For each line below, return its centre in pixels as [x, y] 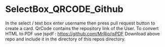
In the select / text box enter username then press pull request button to [80, 23]
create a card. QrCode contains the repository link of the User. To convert [82, 28]
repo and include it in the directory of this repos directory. [65, 39]
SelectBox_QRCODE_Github [64, 9]
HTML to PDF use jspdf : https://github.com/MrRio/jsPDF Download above [83, 33]
